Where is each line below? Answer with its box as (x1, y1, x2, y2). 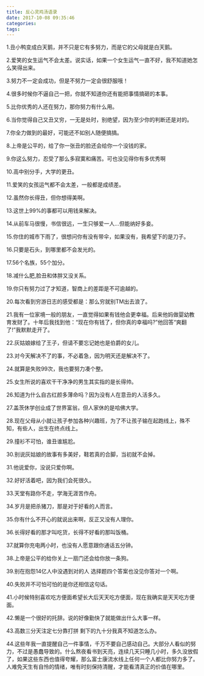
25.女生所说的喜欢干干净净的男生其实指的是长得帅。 (6, 378, 137, 386)
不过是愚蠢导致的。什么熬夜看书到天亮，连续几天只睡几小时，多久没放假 (16, 648, 199, 655)
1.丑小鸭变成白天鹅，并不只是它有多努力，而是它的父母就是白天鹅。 (6, 43, 175, 51)
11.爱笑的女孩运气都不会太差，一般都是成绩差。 (6, 181, 125, 188)
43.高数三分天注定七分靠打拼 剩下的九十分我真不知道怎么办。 (6, 627, 160, 634)
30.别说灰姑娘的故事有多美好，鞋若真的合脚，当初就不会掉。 (6, 450, 159, 458)
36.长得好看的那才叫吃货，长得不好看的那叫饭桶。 (6, 529, 132, 536)
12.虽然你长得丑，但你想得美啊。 (6, 194, 88, 202)
